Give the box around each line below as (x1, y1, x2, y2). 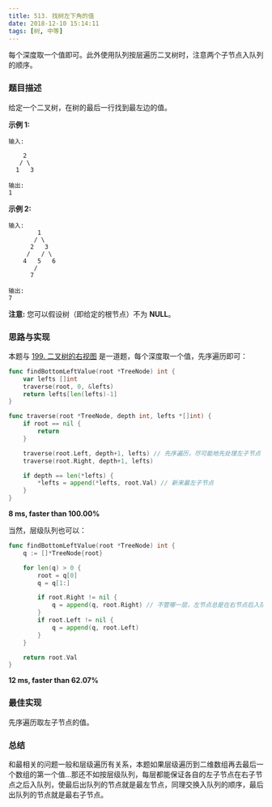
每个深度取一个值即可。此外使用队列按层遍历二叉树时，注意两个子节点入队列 (8, 50, 264, 60)
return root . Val (23, 653, 79, 661)
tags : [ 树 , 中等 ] (8, 27, 63, 35)
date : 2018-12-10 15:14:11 (8, 19, 100, 28)
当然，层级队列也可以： (8, 526, 87, 536)
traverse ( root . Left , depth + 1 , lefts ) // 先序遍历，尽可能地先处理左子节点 (23, 449, 261, 458)
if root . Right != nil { (37, 593, 117, 602)
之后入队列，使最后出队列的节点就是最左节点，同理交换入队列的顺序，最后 (15, 779, 264, 789)
